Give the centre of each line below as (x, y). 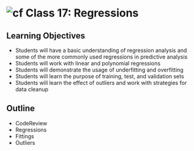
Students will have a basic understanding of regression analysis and (101, 50)
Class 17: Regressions (82, 13)
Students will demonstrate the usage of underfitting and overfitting (99, 70)
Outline (21, 109)
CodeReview (31, 123)
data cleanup (32, 89)
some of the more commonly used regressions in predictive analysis (101, 57)
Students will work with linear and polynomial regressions (88, 63)
